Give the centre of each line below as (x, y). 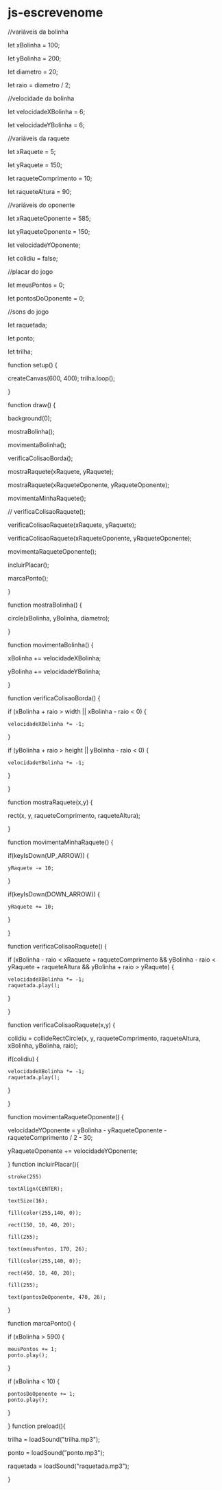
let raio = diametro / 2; (39, 85)
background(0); (30, 418)
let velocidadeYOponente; (44, 245)
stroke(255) (25, 1177)
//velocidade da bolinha (41, 98)
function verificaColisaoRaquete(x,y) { (62, 1025)
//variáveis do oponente (41, 205)
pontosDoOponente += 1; (42, 1394)
